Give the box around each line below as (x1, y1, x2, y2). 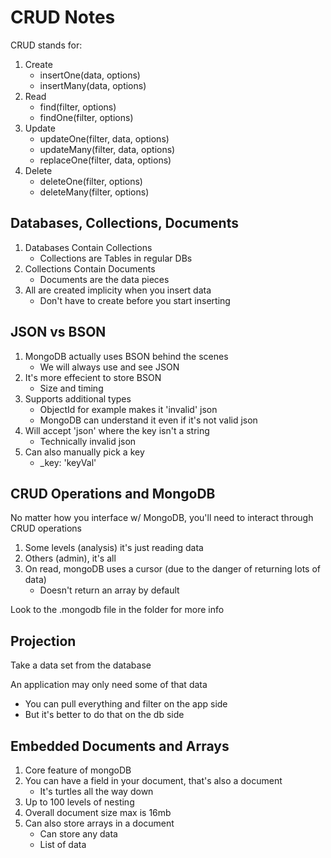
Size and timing (39, 382, 104, 394)
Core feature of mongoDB (24, 764, 132, 776)
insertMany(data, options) (39, 79, 147, 91)
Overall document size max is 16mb (24, 807, 172, 818)
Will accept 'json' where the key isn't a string (24, 424, 210, 436)
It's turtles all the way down (39, 786, 154, 797)
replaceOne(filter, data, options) (39, 154, 172, 166)
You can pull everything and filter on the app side (24, 698, 228, 710)
